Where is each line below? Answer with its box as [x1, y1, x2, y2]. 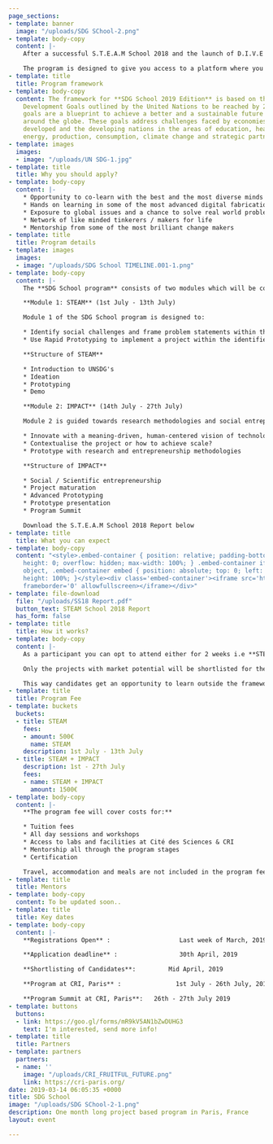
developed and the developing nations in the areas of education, [23, 125, 253, 134]
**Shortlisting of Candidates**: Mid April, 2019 [23, 966, 223, 974]
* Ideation [23, 372, 60, 381]
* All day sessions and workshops [23, 831, 140, 839]
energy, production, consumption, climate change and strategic [23, 133, 245, 141]
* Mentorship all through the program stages [23, 845, 180, 853]
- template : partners [8, 1048, 82, 1056]
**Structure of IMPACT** [23, 462, 107, 470]
